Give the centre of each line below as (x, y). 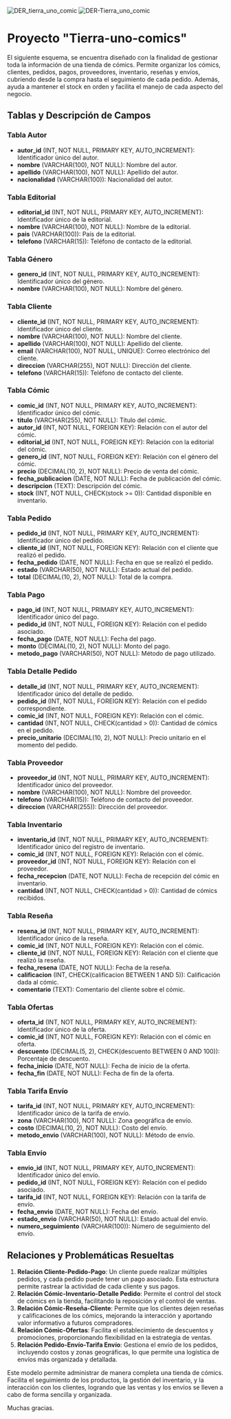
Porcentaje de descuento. (54, 1058)
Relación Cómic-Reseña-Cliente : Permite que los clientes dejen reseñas (120, 1308)
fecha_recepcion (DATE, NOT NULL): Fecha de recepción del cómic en (118, 876)
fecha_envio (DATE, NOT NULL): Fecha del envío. (87, 1212)
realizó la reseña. (41, 960)
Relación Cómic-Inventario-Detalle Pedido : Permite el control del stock (119, 1294)
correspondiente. (42, 708)
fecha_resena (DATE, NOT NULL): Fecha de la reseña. (94, 967)
